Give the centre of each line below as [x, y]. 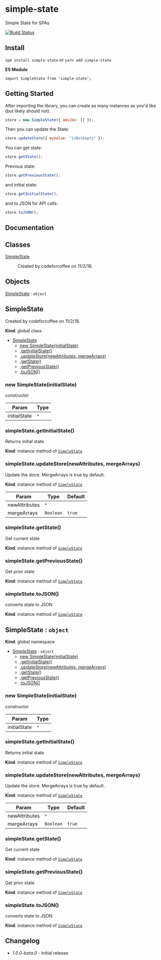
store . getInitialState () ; [32, 194]
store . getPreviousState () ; [33, 176]
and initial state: [21, 185]
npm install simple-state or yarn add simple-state [58, 60]
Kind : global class [23, 330]
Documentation [30, 228]
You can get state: [24, 148]
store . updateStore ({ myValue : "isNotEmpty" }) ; [55, 138]
